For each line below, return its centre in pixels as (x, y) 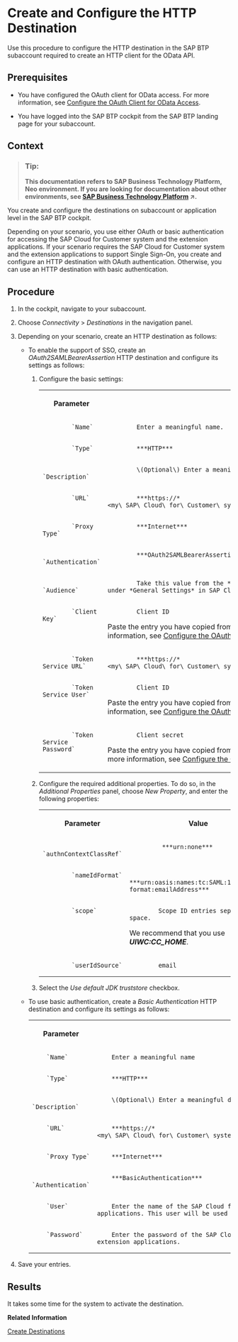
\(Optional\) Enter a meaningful (168, 1100)
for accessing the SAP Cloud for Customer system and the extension (108, 239)
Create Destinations (36, 1331)
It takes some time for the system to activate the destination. (96, 1304)
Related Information (37, 1318)
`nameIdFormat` (97, 875)
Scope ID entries (187, 911)
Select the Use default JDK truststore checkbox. (109, 988)
